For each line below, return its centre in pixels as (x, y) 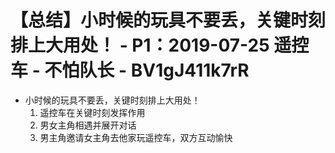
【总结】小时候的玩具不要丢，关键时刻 (168, 20)
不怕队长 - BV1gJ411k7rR (147, 70)
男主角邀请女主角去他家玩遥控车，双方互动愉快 (136, 137)
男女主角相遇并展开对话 (88, 125)
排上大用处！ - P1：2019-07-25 (140, 45)
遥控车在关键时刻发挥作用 (92, 112)
